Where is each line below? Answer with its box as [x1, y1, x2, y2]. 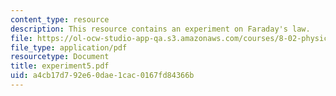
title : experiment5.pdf [10, 61, 110, 71]
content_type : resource [10, 14, 110, 25]
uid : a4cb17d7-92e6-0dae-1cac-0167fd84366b [10, 71, 195, 81]
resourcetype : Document [10, 52, 110, 62]
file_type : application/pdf [10, 42, 128, 53]
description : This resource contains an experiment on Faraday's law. [10, 24, 311, 34]
